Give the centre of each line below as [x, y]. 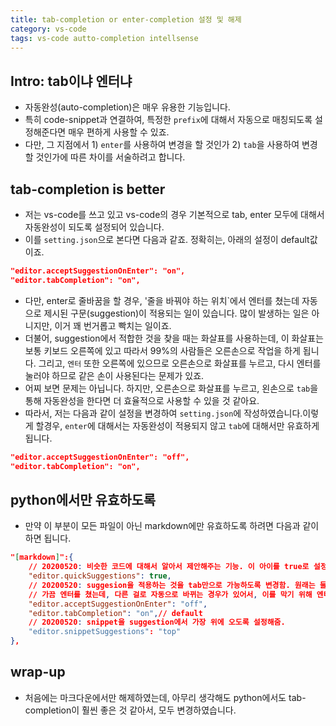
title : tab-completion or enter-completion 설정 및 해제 [126, 19]
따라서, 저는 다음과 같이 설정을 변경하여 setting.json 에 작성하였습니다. [163, 413]
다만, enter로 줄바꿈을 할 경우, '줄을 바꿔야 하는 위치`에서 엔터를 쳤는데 [162, 300]
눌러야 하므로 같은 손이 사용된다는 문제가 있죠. [114, 375]
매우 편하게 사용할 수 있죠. [119, 132]
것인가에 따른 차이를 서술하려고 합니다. [110, 157]
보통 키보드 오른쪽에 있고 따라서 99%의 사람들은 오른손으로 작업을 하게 [162, 350]
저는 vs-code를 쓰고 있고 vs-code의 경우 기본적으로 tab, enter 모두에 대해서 [174, 214]
